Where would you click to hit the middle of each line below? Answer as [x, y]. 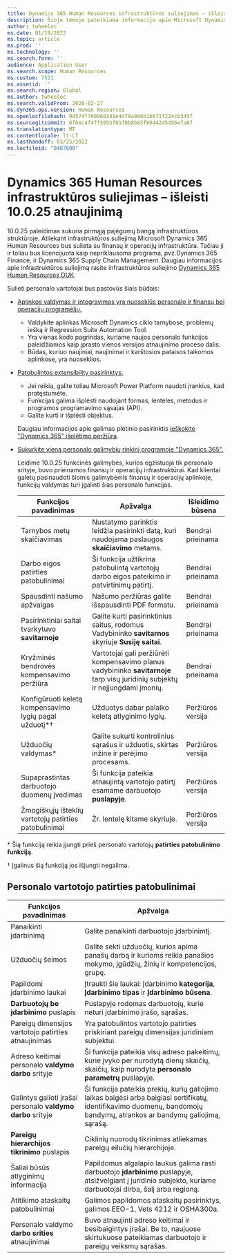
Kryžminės [38, 657]
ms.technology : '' [33, 52]
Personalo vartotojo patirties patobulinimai [101, 887]
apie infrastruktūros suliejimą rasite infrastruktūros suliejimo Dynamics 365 [114, 267]
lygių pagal [38, 716]
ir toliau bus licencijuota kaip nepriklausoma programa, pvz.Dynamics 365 [112, 253]
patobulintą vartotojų [126, 568]
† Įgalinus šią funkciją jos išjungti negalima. [68, 865]
